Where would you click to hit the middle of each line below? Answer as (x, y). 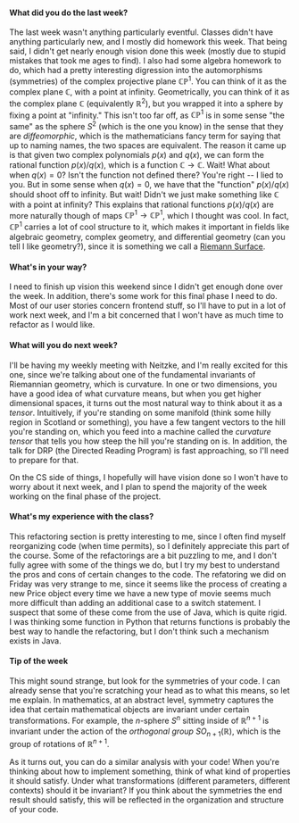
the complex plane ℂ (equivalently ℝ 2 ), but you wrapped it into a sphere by (146, 103)
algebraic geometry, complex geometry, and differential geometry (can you (147, 237)
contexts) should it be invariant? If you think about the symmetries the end (146, 791)
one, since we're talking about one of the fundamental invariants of (133, 374)
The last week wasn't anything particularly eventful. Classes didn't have (141, 32)
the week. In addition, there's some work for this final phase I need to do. (144, 296)
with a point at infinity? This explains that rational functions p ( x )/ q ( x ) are (141, 204)
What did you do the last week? (69, 12)
